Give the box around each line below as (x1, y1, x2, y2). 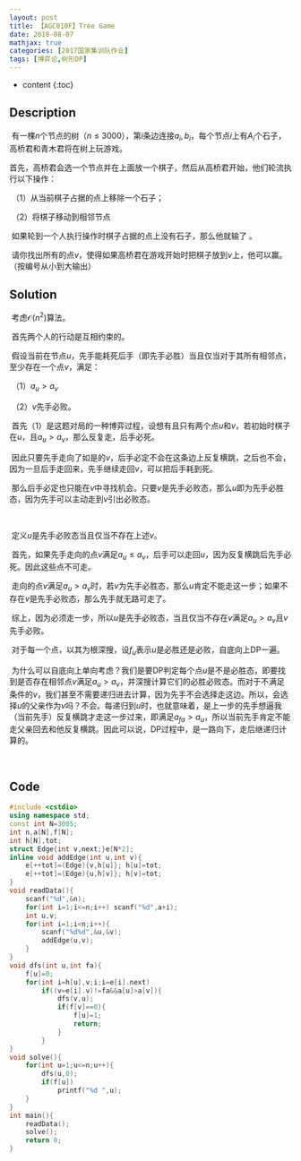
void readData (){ (9, 886, 74, 896)
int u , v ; (25, 911, 58, 920)
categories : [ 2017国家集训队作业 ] (9, 47, 129, 56)
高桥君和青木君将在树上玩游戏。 (9, 142, 127, 153)
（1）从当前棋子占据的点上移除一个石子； (11, 192, 164, 202)
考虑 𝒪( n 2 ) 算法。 (11, 311, 71, 323)
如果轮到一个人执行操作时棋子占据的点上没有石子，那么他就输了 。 (11, 230, 257, 241)
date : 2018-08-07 (9, 30, 74, 39)
